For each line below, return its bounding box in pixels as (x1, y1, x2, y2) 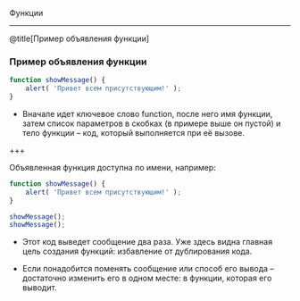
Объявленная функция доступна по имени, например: (9, 162, 216, 172)
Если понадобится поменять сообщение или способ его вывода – (21, 263, 275, 274)
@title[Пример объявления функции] (9, 33, 150, 44)
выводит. (21, 282, 57, 293)
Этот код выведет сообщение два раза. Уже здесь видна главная (21, 237, 273, 247)
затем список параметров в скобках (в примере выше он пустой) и (21, 118, 281, 129)
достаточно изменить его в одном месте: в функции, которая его (21, 272, 272, 284)
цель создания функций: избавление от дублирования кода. (21, 246, 253, 257)
